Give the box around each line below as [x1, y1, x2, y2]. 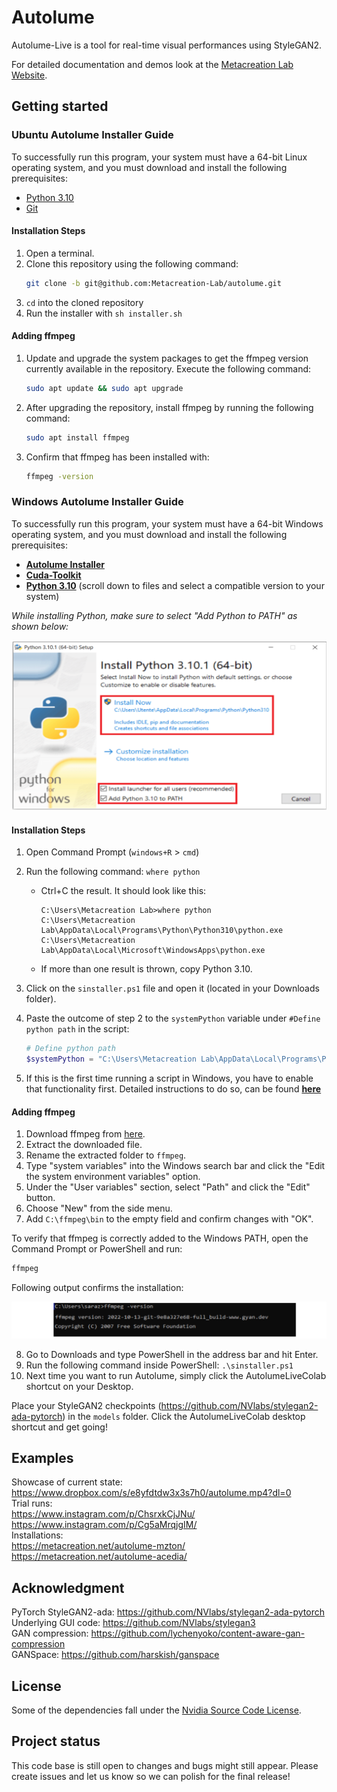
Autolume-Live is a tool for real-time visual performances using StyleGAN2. [11, 39, 323, 51]
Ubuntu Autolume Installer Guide [11, 128, 174, 142]
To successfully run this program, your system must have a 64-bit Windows [11, 517, 324, 530]
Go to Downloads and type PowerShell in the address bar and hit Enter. [25, 1348, 319, 1360]
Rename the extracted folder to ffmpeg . [25, 1149, 187, 1161]
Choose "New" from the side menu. [25, 1202, 173, 1215]
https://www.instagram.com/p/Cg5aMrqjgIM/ [11, 1519, 198, 1531]
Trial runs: [11, 1497, 53, 1510]
